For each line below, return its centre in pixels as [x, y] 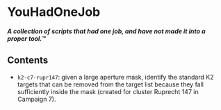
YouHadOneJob [54, 12]
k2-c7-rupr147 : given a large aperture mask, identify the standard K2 [115, 77]
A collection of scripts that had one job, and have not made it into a [107, 31]
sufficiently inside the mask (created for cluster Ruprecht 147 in [108, 91]
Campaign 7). [36, 99]
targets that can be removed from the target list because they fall [110, 84]
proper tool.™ [27, 38]
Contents [28, 61]
